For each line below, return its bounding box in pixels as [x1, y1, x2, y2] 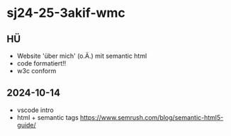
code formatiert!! [16, 59, 67, 68]
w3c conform [16, 67, 57, 75]
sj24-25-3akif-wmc [6, 5, 125, 21]
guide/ [16, 120, 36, 129]
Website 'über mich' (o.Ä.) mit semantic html [16, 51, 147, 60]
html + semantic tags [16, 113, 79, 121]
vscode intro [16, 106, 54, 114]
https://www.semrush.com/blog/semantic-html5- [79, 113, 224, 121]
